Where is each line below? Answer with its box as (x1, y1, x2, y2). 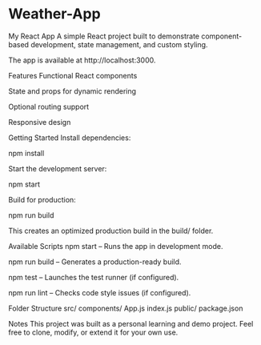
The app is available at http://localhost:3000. (8, 55, 156, 65)
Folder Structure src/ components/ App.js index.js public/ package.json (8, 303, 243, 313)
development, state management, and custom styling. (30, 39, 208, 49)
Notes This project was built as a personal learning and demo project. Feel (8, 319, 254, 328)
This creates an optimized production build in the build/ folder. (8, 226, 214, 235)
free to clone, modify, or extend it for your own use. (8, 327, 179, 337)
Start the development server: (8, 163, 107, 173)
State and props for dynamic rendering (8, 86, 137, 96)
